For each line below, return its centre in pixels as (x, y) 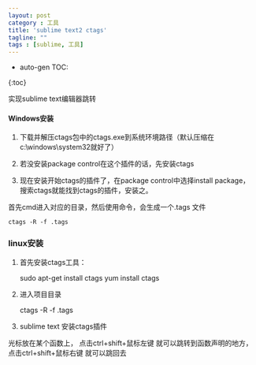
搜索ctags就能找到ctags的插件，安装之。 (86, 191)
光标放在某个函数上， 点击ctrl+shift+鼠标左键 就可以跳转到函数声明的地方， (130, 343)
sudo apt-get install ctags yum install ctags (89, 277)
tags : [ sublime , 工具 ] (46, 45)
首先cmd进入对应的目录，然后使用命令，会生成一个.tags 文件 (107, 207)
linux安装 (26, 244)
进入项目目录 (40, 294)
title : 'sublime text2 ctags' (58, 30)
